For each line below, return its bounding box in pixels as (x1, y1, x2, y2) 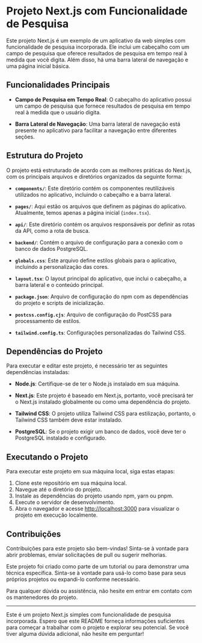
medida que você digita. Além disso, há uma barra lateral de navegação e (6, 56, 188, 63)
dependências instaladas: (6, 369, 70, 376)
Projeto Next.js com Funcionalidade (6, 4, 188, 18)
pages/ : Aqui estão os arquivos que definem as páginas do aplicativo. (14, 203, 187, 210)
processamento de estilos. (14, 317, 81, 324)
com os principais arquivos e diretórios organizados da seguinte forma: (6, 173, 183, 180)
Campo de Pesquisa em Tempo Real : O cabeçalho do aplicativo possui (14, 96, 192, 103)
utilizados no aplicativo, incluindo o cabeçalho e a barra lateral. (14, 191, 171, 198)
